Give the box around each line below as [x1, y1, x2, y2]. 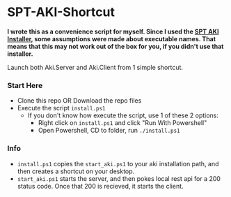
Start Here [7, 80, 43, 90]
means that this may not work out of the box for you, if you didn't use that [7, 42, 224, 50]
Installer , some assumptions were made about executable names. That [7, 34, 216, 43]
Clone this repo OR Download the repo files [17, 96, 142, 105]
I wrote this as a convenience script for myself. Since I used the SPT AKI [7, 27, 219, 36]
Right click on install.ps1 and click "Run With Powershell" [38, 119, 207, 127]
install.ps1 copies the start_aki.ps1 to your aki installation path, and [17, 159, 219, 168]
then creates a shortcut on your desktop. [17, 167, 135, 175]
